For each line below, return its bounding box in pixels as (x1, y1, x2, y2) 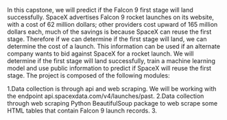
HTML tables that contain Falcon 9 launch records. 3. (7, 106, 158, 115)
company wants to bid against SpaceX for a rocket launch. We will (7, 49, 194, 58)
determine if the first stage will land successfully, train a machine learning (7, 57, 216, 64)
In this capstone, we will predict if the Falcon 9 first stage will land (7, 6, 193, 14)
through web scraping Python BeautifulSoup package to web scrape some (7, 99, 218, 107)
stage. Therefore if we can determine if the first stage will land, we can (7, 35, 207, 43)
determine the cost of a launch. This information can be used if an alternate (7, 43, 221, 50)
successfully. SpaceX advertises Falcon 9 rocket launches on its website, (7, 13, 215, 21)
